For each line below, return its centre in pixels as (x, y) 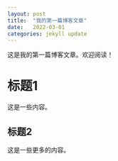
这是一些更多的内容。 (38, 150)
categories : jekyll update (47, 34)
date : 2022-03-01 (36, 27)
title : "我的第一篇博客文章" (47, 21)
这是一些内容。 (29, 107)
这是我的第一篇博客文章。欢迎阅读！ (60, 55)
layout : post (27, 14)
